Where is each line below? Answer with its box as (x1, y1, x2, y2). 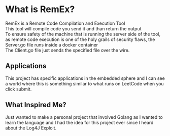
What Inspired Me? (5, 101, 66, 109)
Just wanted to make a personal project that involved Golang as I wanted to (5, 114, 163, 120)
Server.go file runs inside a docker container (5, 41, 98, 48)
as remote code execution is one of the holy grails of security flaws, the (5, 36, 155, 42)
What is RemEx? (5, 4, 75, 15)
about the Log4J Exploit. (5, 125, 57, 131)
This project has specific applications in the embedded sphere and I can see (5, 75, 165, 81)
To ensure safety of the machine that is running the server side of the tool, (5, 31, 161, 37)
